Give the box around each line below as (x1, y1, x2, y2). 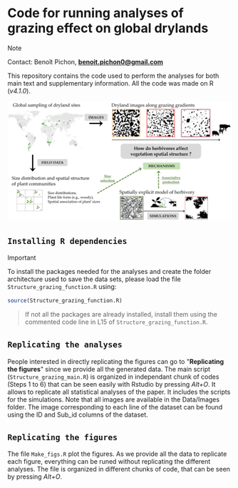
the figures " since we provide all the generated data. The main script (7, 365, 211, 373)
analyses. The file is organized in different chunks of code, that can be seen (7, 465, 230, 474)
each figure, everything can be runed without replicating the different (7, 457, 211, 466)
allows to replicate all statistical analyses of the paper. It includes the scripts (7, 387, 231, 396)
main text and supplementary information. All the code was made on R (7, 78, 214, 87)
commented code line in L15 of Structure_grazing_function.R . (24, 317, 208, 326)
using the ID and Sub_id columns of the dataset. (7, 410, 148, 419)
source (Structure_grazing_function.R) (7, 297, 123, 304)
